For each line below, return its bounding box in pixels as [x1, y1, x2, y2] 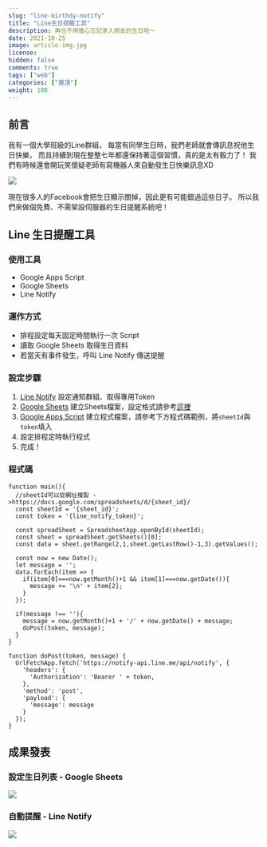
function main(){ [8, 483, 66, 491]
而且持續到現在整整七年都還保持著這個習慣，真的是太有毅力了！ [37, 150, 248, 160]
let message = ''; [15, 561, 77, 569]
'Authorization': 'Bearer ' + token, [29, 673, 155, 681]
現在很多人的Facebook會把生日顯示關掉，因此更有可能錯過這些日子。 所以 [8, 193, 253, 202]
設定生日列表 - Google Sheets [8, 772, 124, 783]
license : [8, 49, 37, 57]
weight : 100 [8, 85, 48, 94]
